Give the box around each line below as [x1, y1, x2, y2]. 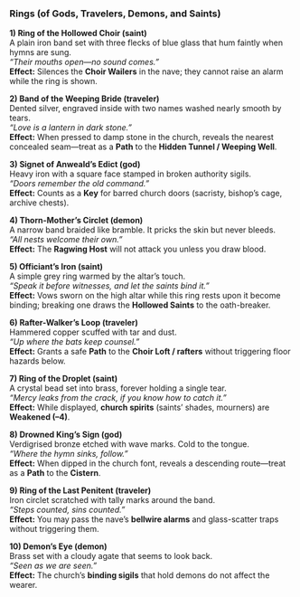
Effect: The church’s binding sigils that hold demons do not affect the [9, 570, 270, 581]
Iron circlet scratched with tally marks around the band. [9, 495, 215, 506]
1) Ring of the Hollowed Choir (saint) [9, 28, 147, 39]
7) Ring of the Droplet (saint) [9, 374, 118, 384]
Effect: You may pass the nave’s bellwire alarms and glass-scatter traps [9, 514, 279, 525]
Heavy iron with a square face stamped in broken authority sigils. [9, 168, 251, 179]
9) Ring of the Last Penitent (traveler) [9, 485, 152, 496]
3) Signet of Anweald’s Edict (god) [9, 159, 141, 170]
